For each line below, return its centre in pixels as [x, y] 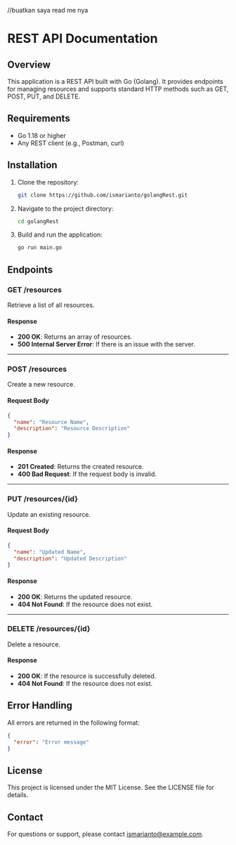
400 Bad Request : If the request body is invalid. [87, 474]
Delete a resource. [34, 644]
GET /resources [34, 289]
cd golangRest [38, 221]
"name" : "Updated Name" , [50, 552]
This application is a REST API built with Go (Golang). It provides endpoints [115, 81]
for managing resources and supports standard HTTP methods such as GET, [118, 89]
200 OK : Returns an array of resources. [75, 337]
